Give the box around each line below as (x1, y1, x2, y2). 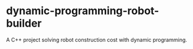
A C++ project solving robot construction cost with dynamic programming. (6, 36, 188, 43)
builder (6, 17, 42, 30)
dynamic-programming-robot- (6, 4, 159, 18)
